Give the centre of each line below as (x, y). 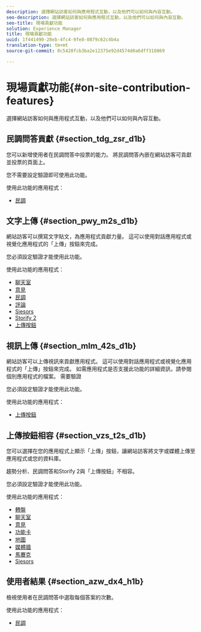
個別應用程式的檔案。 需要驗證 (44, 376)
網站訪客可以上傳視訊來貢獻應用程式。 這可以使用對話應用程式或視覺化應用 (99, 361)
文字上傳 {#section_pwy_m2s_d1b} (72, 221)
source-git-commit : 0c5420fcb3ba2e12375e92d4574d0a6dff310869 (85, 51)
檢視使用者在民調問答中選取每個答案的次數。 (61, 597)
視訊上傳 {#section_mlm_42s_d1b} (71, 346)
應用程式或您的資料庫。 (35, 458)
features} (30, 101)
